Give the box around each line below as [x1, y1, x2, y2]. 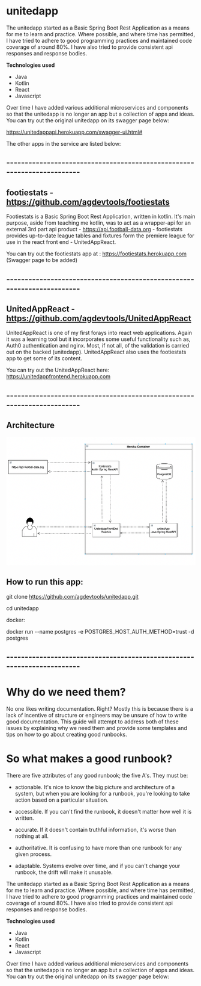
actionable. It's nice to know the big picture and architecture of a [14, 783, 175, 790]
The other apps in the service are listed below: [6, 140, 121, 147]
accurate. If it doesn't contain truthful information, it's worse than [14, 826, 176, 833]
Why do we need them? [6, 685, 126, 699]
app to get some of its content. [6, 355, 82, 362]
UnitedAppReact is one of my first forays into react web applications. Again [6, 329, 193, 337]
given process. [14, 850, 52, 858]
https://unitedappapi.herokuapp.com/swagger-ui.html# [6, 128, 143, 136]
